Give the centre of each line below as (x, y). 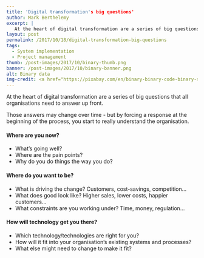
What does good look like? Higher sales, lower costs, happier (91, 195)
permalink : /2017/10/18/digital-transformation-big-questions (87, 40)
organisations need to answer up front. (55, 103)
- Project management (39, 57)
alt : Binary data (28, 74)
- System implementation (43, 51)
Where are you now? (33, 135)
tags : (13, 46)
